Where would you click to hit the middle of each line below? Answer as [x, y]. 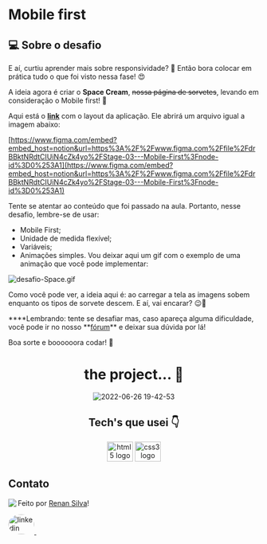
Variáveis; [36, 247]
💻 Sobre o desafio [55, 45]
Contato [29, 484]
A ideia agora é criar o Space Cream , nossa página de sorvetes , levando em [133, 92]
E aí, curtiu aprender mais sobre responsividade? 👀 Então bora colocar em [130, 68]
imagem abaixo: [35, 124]
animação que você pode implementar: [84, 264]
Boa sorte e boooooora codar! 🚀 [61, 342]
